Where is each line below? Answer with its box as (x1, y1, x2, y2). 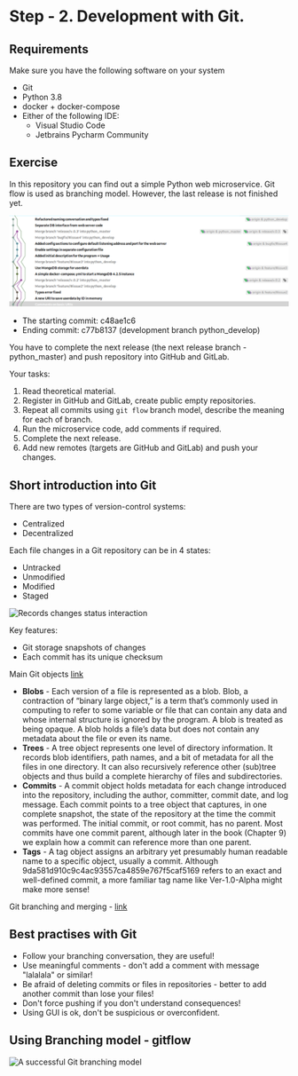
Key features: (9, 625, 58, 636)
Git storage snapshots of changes (21, 642, 146, 653)
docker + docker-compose (21, 101, 121, 112)
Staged (21, 590, 49, 601)
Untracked (21, 562, 61, 574)
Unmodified (21, 572, 66, 582)
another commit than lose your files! (21, 988, 154, 999)
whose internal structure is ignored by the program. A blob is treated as (21, 715, 284, 725)
